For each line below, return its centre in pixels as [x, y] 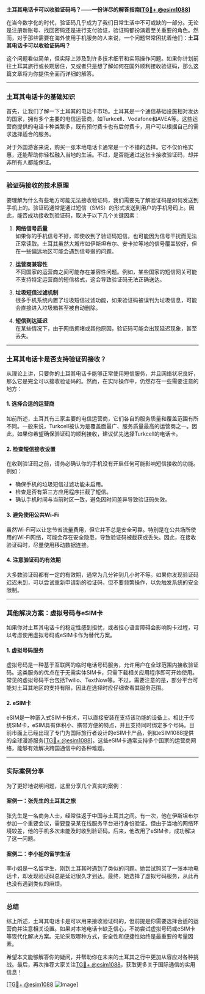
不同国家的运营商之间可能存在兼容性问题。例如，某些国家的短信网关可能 [106, 272]
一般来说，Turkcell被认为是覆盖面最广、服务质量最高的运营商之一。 [107, 426]
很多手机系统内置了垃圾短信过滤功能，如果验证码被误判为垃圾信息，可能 [106, 300]
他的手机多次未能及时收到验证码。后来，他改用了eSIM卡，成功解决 [111, 831]
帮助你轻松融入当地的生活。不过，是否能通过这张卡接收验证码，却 [110, 155]
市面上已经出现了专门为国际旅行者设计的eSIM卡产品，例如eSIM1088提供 [103, 733]
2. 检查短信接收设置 [31, 449]
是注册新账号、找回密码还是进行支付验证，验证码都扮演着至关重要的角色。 [100, 30]
